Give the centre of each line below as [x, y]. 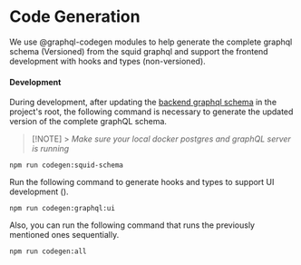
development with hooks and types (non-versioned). [107, 61]
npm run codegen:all [49, 251]
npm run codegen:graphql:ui [63, 209]
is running [50, 149]
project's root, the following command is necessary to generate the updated [151, 112]
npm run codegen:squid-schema [67, 165]
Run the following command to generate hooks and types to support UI [142, 182]
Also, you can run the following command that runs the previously [132, 225]
